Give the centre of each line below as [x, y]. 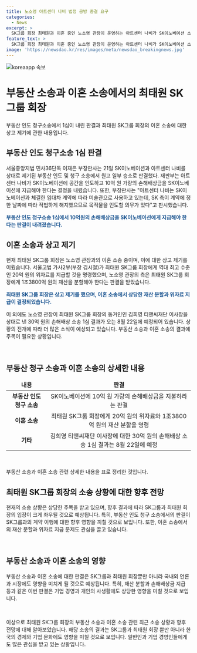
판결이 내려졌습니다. [40, 224]
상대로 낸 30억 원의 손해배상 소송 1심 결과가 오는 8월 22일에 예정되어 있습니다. [95, 322]
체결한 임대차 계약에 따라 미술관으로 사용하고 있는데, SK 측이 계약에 [108, 197]
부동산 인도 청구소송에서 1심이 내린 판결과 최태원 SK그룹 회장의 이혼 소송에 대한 [96, 125]
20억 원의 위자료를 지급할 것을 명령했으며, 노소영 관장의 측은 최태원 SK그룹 [98, 275]
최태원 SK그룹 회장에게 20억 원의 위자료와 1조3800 [119, 416]
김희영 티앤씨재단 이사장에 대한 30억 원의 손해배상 [115, 436]
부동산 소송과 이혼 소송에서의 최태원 [86, 93]
